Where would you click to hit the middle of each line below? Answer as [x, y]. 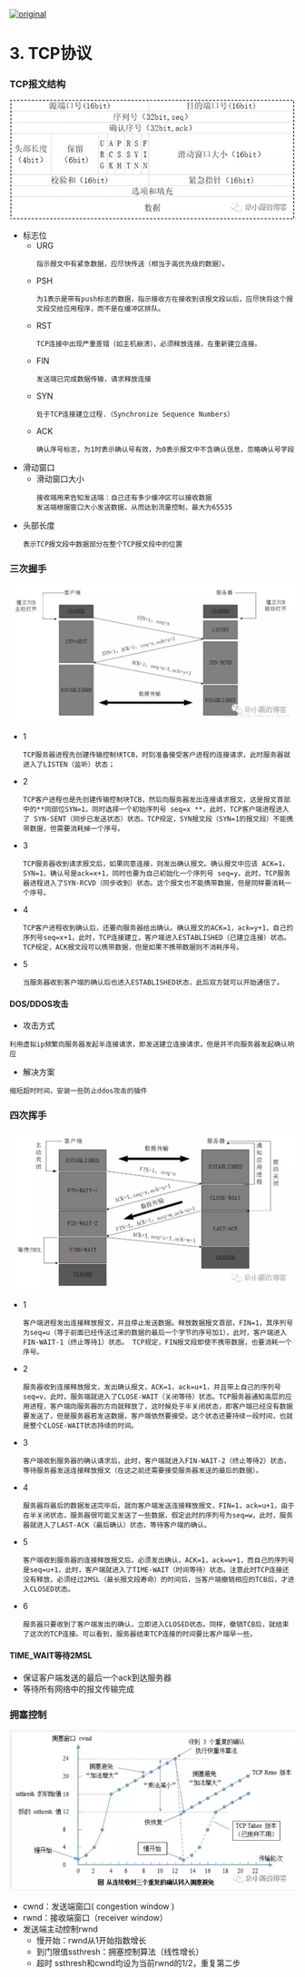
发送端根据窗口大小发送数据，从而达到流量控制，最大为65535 [134, 508]
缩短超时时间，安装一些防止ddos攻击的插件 [79, 1091]
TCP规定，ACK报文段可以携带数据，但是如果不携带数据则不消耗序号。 [133, 948]
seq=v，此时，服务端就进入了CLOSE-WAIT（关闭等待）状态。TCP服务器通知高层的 [154, 1397]
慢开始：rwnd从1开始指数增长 [91, 1940]
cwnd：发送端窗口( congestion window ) [98, 1906]
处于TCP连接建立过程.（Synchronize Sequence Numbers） [135, 415]
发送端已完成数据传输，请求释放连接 [93, 380]
